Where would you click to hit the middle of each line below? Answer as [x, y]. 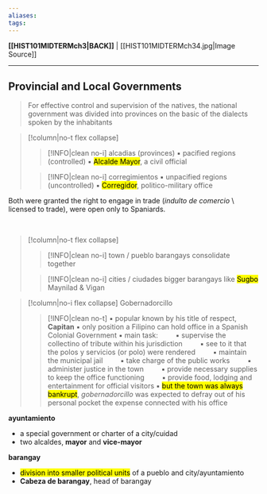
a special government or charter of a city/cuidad [99, 434]
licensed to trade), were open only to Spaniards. [87, 209]
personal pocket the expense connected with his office [137, 403]
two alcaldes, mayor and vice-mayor [81, 442]
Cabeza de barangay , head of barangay [86, 481]
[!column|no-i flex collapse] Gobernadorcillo [100, 303]
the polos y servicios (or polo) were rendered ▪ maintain [147, 352]
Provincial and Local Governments [95, 86]
